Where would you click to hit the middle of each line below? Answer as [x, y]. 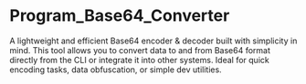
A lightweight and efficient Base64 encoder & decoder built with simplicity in [153, 41]
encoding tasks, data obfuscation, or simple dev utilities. [116, 70]
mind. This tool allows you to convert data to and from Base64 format [140, 50]
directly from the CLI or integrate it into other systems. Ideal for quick [139, 60]
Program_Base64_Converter [120, 16]
